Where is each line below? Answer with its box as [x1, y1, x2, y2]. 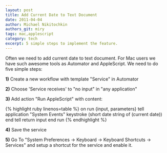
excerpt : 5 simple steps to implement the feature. [5, 41, 118, 46]
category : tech [5, 36, 38, 42]
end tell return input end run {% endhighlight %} [5, 117, 107, 123]
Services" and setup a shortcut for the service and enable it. [5, 142, 133, 148]
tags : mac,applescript [5, 31, 54, 36]
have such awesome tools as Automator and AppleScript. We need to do [5, 60, 158, 67]
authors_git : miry [5, 27, 45, 32]
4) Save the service [5, 126, 47, 132]
